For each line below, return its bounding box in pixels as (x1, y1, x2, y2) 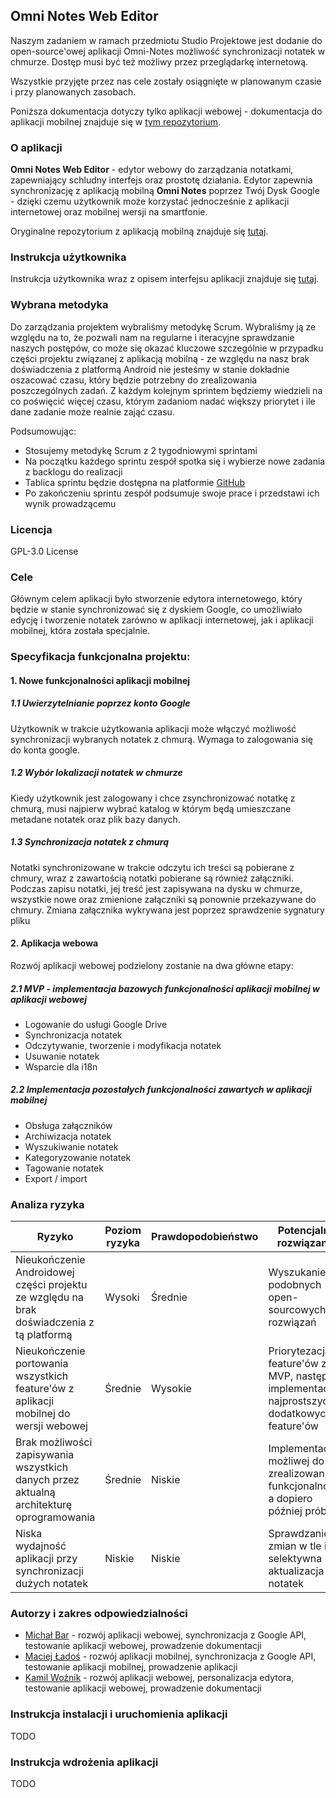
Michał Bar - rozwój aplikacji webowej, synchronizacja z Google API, (24, 1629, 307, 1641)
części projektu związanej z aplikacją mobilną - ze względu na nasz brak (10, 352, 310, 364)
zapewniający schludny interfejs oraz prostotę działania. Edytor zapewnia (10, 174, 313, 186)
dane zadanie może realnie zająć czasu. (10, 405, 175, 418)
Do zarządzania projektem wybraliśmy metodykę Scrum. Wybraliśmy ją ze (10, 320, 317, 333)
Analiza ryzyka (10, 1197, 85, 1211)
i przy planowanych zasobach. (10, 85, 137, 98)
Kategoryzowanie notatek (24, 1151, 132, 1163)
